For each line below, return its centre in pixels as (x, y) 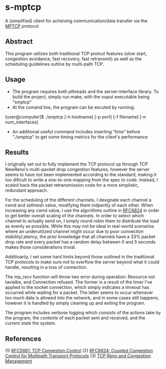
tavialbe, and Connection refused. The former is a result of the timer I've (79, 282)
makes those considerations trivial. (41, 247)
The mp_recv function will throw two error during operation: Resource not (80, 277)
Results (17, 152)
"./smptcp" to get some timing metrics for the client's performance (80, 137)
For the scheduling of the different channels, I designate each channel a (78, 200)
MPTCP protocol (22, 26)
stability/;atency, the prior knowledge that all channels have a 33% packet (80, 237)
